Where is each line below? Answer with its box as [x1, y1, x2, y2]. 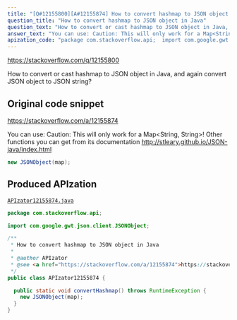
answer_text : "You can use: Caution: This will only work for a [7, 30, 200, 37]
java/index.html [7, 145, 52, 153]
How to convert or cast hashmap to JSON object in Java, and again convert [7, 70, 227, 78]
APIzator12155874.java [7, 197, 74, 204]
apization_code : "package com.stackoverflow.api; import [7, 37, 181, 44]
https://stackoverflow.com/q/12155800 [7, 56, 120, 64]
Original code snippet [7, 97, 104, 109]
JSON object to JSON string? [7, 77, 92, 85]
